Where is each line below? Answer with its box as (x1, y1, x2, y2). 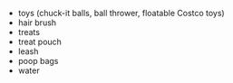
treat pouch (17, 36, 62, 47)
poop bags (17, 56, 59, 66)
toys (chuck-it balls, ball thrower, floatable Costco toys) (17, 8, 225, 18)
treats (17, 27, 41, 37)
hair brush (17, 17, 57, 28)
